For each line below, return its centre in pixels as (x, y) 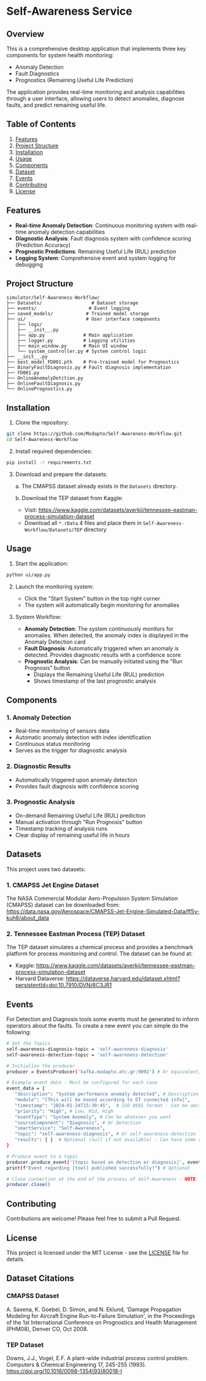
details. (16, 1259)
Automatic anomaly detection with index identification (83, 737)
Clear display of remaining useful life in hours (72, 835)
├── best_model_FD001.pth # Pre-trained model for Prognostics (93, 362)
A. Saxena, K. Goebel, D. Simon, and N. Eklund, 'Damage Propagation (94, 1309)
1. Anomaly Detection (39, 717)
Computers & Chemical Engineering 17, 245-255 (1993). (76, 1364)
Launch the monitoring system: (54, 587)
